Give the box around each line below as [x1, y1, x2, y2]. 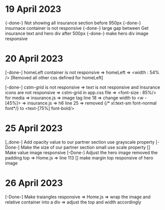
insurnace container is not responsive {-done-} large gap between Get [5, 25, 149, 31]
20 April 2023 [5, 53, 63, 64]
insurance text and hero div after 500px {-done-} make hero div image [5, 30, 149, 36]
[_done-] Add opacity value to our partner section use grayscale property [5, 139, 155, 145]
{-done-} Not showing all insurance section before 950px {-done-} [5, 20, 141, 26]
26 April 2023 [5, 177, 63, 189]
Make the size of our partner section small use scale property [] [20, 144, 151, 150]
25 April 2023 [5, 123, 63, 134]
